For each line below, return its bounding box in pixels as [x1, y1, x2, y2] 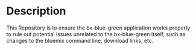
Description [6, 4, 66, 18]
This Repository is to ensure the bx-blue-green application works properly [6, 24, 191, 31]
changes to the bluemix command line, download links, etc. [6, 37, 154, 44]
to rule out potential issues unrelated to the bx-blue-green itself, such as [6, 30, 186, 37]
